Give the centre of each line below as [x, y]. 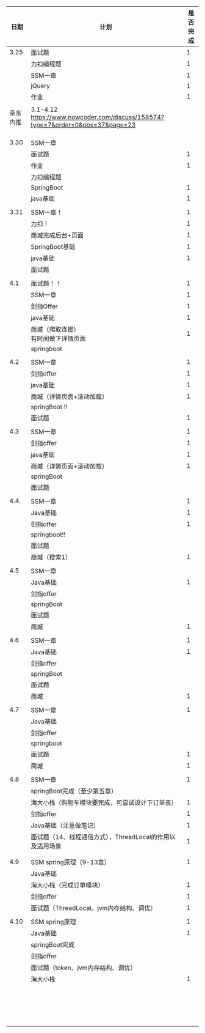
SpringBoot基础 [53, 247]
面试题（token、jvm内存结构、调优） [83, 968]
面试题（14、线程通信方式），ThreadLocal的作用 [100, 837]
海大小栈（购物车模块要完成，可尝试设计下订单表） [104, 802]
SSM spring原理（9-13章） [70, 862]
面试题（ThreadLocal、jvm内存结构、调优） [93, 908]
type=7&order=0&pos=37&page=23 [83, 125]
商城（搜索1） [51, 557]
